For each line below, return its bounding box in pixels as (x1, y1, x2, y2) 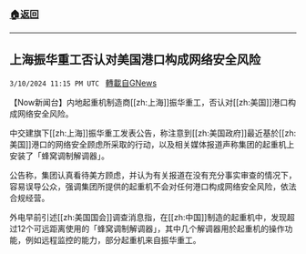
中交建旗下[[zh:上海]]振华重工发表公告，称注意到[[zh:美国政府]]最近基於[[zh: (9, 127, 297, 138)
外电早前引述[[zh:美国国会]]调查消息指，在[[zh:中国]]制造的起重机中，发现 (9, 212, 287, 223)
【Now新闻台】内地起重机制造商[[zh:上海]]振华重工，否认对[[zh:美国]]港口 (9, 97, 289, 108)
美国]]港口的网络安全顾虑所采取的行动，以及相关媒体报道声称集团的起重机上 (9, 139, 295, 150)
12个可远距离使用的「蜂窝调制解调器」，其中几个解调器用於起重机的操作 (16, 223, 285, 234)
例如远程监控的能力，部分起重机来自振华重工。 (25, 235, 201, 246)
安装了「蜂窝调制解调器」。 (9, 150, 109, 161)
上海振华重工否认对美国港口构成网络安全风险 (9, 52, 261, 67)
